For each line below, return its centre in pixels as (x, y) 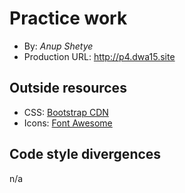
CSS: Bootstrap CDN (66, 112)
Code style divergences (85, 154)
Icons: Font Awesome (68, 123)
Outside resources (68, 88)
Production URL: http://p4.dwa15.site (99, 56)
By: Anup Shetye (58, 46)
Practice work (68, 18)
